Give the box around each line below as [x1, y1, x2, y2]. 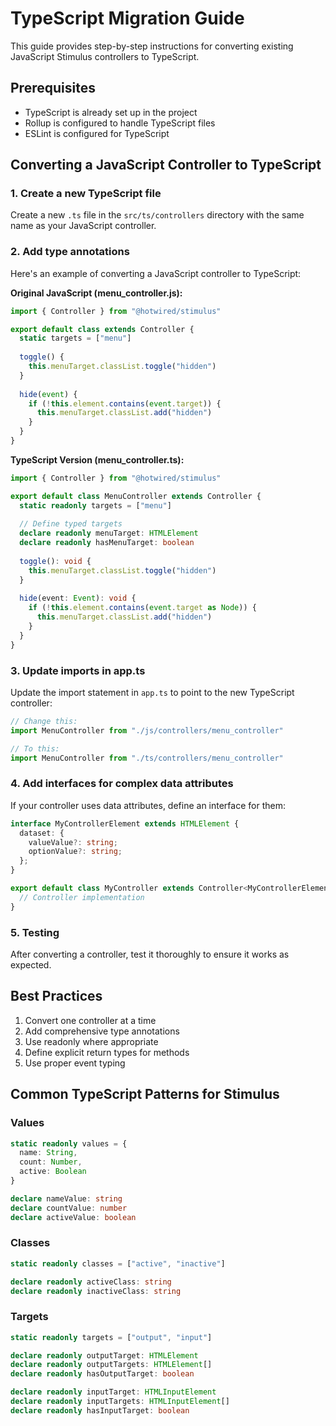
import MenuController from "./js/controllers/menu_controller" [10, 725, 284, 736]
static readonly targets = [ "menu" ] [19, 500, 172, 511]
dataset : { [19, 828, 65, 838]
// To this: [10, 743, 60, 754]
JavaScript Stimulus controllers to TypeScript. [10, 50, 200, 62]
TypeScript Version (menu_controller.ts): [10, 453, 185, 466]
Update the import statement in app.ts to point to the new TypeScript [10, 687, 295, 699]
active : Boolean [19, 1167, 87, 1177]
